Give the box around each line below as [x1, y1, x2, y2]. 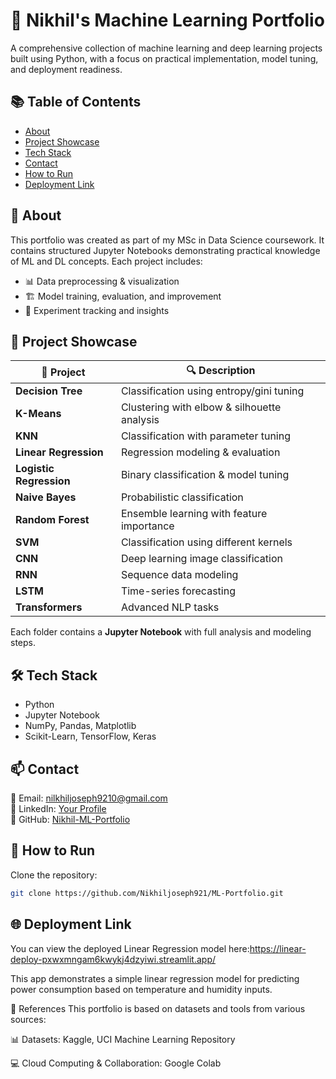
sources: [10, 1013, 47, 1025]
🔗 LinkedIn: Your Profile [10, 803, 107, 814]
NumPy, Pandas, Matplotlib [24, 720, 137, 732]
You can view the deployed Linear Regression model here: [10, 942, 250, 954]
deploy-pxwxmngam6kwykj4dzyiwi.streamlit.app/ [10, 953, 217, 965]
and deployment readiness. [10, 63, 123, 75]
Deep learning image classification [120, 552, 284, 566]
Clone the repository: [10, 869, 98, 881]
